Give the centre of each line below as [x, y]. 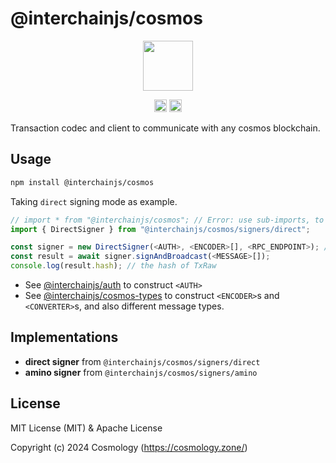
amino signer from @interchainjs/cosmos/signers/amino [141, 372]
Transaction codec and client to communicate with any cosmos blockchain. [165, 128]
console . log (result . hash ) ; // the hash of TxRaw [113, 266]
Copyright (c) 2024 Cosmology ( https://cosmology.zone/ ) [129, 447]
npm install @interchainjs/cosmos [82, 182]
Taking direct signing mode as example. [94, 201]
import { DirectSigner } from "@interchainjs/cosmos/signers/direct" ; [160, 229]
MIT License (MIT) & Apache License [86, 428]
